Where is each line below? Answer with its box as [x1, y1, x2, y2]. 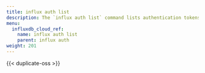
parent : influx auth [17, 37, 70, 43]
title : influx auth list [6, 9, 70, 15]
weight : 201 [6, 43, 37, 49]
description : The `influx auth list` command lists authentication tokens [6, 15, 201, 21]
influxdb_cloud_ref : [12, 26, 64, 32]
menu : [6, 20, 20, 26]
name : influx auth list [17, 32, 78, 38]
